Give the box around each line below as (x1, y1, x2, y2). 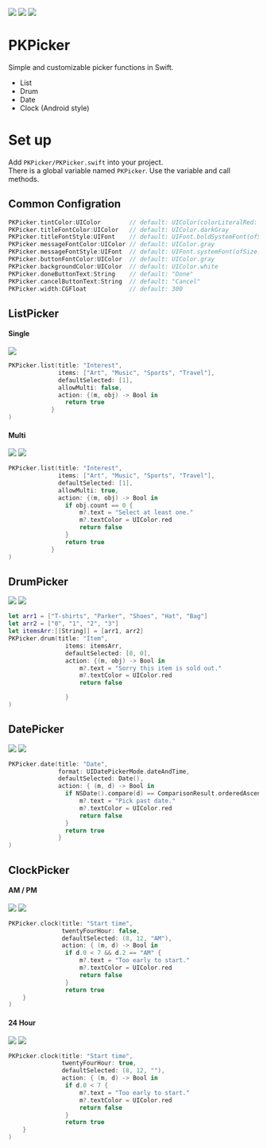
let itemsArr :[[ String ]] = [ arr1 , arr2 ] (8, 628, 145, 636)
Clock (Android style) (19, 103, 90, 113)
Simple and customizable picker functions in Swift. (8, 62, 174, 72)
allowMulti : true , (58, 486, 119, 494)
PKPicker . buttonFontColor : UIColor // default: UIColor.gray (8, 255, 215, 264)
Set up (8, 131, 52, 149)
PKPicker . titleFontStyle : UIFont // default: (8, 233, 169, 242)
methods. (8, 174, 40, 184)
